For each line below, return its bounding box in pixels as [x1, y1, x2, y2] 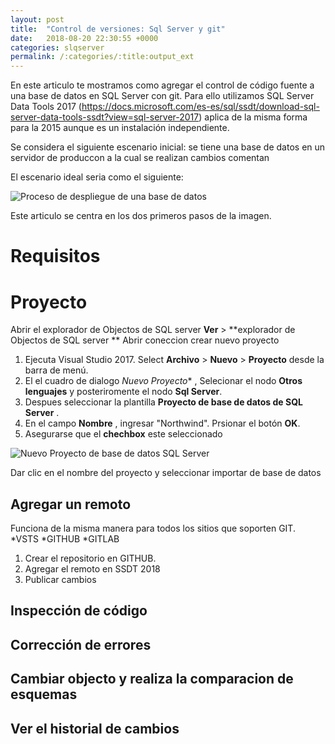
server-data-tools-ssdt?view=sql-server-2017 [10, 111, 200, 123]
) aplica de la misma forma [198, 111, 308, 123]
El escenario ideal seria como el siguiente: [10, 171, 184, 183]
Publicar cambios [24, 574, 97, 586]
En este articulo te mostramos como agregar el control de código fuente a [10, 79, 315, 91]
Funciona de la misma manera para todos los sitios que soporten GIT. [10, 522, 296, 535]
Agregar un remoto [10, 496, 132, 513]
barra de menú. [24, 364, 89, 376]
